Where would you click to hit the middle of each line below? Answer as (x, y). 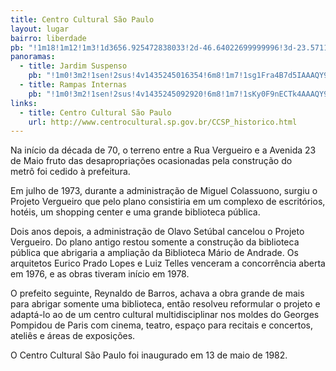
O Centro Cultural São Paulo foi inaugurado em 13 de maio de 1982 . (149, 355)
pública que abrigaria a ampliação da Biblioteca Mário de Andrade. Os (154, 253)
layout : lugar (40, 29)
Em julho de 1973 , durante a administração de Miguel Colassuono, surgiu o (164, 191)
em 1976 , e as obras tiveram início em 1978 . (100, 274)
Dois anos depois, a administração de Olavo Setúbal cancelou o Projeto (157, 232)
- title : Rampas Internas (73, 85)
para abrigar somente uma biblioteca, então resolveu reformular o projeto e (165, 304)
